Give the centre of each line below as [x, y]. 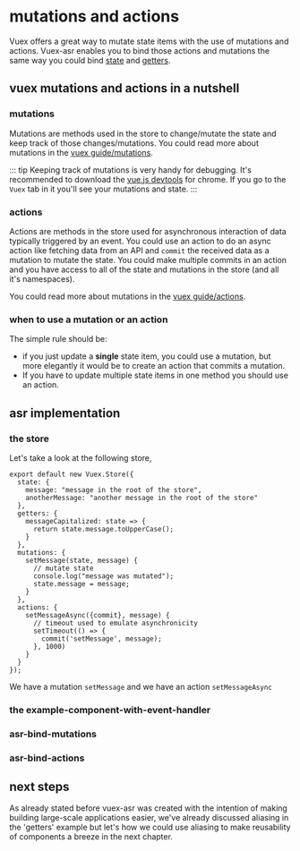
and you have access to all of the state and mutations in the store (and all [144, 269]
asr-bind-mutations [53, 734]
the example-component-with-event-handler [110, 710]
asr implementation [65, 413]
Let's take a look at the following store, [81, 457]
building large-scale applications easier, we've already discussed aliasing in [149, 818]
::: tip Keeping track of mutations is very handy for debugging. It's [131, 170]
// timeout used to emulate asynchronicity [116, 623]
